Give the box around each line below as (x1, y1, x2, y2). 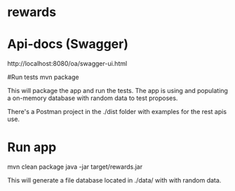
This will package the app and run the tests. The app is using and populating (7, 87, 228, 95)
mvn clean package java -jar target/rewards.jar (7, 162, 142, 171)
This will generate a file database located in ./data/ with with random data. (7, 176, 222, 185)
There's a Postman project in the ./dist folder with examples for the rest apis (7, 108, 227, 116)
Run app (7, 139, 57, 155)
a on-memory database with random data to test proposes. (7, 94, 178, 102)
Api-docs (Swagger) (7, 36, 128, 52)
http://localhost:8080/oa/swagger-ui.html (7, 59, 128, 68)
